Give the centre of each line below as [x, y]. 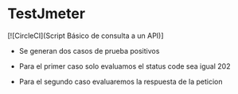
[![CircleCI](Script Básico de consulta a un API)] [86, 36]
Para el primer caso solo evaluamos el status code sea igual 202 [125, 66]
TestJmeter [46, 14]
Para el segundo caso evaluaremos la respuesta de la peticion [121, 81]
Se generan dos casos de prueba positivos [89, 51]
